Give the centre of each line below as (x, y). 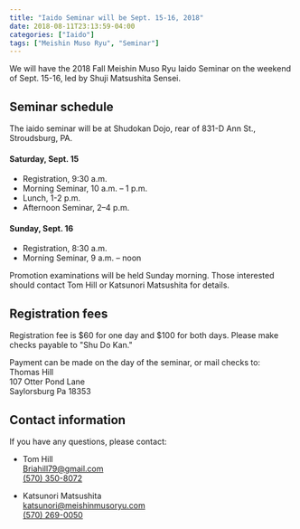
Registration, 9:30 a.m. (65, 179)
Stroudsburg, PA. (41, 138)
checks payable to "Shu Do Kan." (71, 345)
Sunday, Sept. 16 (42, 228)
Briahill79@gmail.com (63, 469)
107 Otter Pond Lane (47, 382)
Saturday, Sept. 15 (44, 158)
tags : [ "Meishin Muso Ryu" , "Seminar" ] (84, 43)
